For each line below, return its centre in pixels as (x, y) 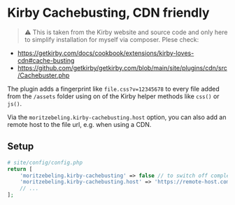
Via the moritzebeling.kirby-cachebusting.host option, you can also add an (117, 117)
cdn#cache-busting (46, 60)
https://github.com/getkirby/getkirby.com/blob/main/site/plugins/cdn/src (122, 68)
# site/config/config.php (45, 162)
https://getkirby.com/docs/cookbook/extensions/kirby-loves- (106, 53)
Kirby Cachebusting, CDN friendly (108, 13)
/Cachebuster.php (43, 75)
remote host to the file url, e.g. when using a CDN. (79, 124)
